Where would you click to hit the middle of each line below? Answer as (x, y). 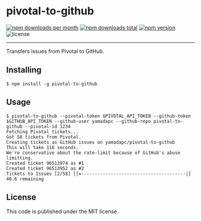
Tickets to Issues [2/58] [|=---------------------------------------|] (99, 174)
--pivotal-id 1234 (48, 126)
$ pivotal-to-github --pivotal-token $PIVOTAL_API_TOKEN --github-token (99, 116)
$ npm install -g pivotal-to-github (52, 84)
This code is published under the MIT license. (62, 211)
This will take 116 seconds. (42, 147)
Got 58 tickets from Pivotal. (44, 137)
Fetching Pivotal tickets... (42, 132)
